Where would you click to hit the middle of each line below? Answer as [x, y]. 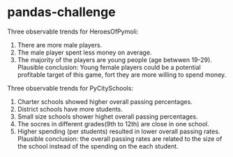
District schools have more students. [70, 109]
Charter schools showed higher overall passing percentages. [105, 101]
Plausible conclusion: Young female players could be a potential [109, 67]
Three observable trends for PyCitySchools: [70, 88]
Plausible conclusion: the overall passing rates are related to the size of [120, 139]
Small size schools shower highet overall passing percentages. [107, 117]
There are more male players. [60, 45]
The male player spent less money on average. [84, 52]
